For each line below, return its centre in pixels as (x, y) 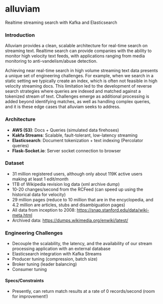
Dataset (15, 163)
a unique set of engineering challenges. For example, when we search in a (79, 76)
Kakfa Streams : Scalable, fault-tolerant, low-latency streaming (75, 135)
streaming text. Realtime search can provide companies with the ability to (78, 51)
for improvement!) (30, 296)
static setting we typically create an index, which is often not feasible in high (81, 81)
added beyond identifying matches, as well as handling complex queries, (78, 102)
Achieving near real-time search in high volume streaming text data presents (81, 71)
